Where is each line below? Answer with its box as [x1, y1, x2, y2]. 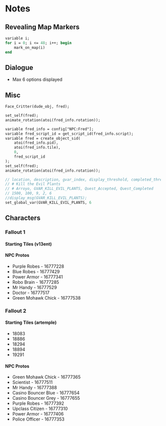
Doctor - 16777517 [12, 290, 50, 296]
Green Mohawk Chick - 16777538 [12, 295, 81, 301]
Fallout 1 [5, 229, 26, 236]
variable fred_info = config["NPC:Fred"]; [5, 126, 94, 131]
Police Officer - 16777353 [12, 416, 65, 422]
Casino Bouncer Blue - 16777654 [12, 390, 80, 396]
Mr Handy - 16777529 [12, 284, 57, 290]
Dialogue [5, 63, 34, 72]
